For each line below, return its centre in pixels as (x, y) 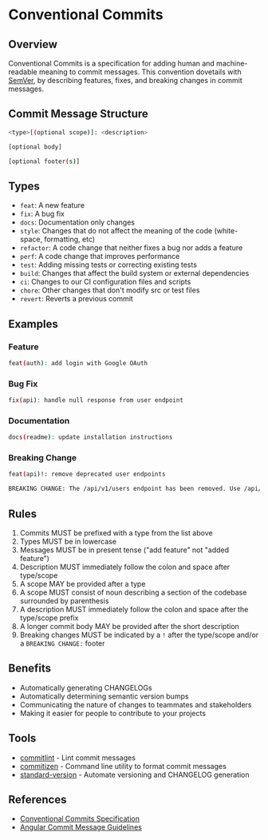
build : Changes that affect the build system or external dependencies (134, 273)
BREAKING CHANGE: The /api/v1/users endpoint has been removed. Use (124, 489)
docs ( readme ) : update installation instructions (91, 437)
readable (23, 72)
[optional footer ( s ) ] (44, 161)
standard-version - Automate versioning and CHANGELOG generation (134, 774)
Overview (33, 44)
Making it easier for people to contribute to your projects (112, 713)
